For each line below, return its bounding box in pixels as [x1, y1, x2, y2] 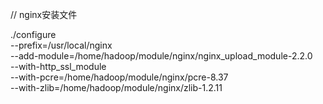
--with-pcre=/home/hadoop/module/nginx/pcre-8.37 [10, 71, 229, 83]
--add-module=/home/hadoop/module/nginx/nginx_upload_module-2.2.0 [10, 50, 313, 62]
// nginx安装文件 [10, 9, 78, 20]
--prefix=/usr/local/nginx [10, 39, 113, 51]
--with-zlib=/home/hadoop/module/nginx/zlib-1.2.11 [10, 82, 223, 93]
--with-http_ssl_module [10, 61, 107, 72]
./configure [10, 29, 57, 40]
